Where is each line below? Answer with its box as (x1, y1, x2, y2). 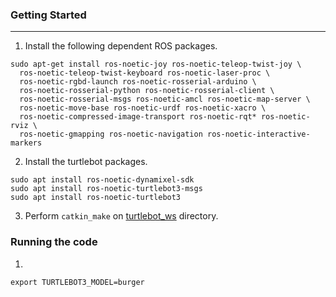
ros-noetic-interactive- (206, 129, 311, 140)
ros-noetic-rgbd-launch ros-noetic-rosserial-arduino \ (19, 77, 257, 87)
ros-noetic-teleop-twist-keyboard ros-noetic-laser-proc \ (19, 68, 271, 78)
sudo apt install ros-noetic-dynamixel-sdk (10, 175, 195, 185)
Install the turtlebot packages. (24, 156, 148, 168)
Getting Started (10, 8, 87, 22)
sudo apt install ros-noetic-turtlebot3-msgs (10, 184, 203, 194)
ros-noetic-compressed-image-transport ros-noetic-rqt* (19, 112, 257, 122)
